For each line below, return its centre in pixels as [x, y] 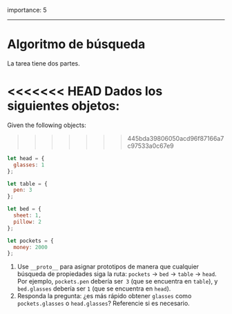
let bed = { [24, 209]
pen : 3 [23, 190]
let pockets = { [30, 241]
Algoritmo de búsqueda [76, 45]
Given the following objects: [47, 125]
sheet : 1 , [27, 215]
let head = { [26, 158]
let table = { [28, 184]
